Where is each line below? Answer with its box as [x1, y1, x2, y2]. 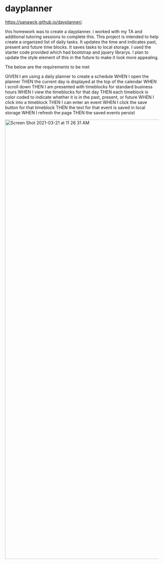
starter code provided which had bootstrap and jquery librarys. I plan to [5, 49, 149, 55]
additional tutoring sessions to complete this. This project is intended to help [5, 34, 159, 40]
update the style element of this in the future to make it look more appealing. [5, 54, 159, 60]
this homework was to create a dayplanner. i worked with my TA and [5, 28, 143, 34]
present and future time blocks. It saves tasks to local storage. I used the [5, 44, 151, 50]
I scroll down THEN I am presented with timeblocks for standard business [5, 84, 153, 89]
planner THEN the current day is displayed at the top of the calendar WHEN [5, 79, 157, 84]
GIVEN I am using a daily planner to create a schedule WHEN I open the [5, 73, 149, 79]
